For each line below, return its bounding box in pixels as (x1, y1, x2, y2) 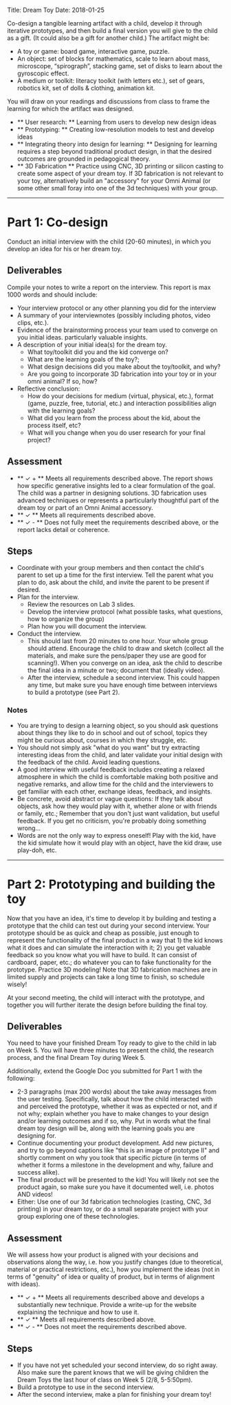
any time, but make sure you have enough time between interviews (27, 681, 218, 689)
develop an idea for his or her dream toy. (7, 244, 122, 253)
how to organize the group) (27, 615, 105, 623)
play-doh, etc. (16, 845, 57, 854)
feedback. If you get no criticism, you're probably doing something (16, 816, 206, 825)
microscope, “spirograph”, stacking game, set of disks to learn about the (16, 62, 223, 70)
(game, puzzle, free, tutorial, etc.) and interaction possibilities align (27, 399, 217, 407)
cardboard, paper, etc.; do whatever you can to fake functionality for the (7, 958, 212, 966)
